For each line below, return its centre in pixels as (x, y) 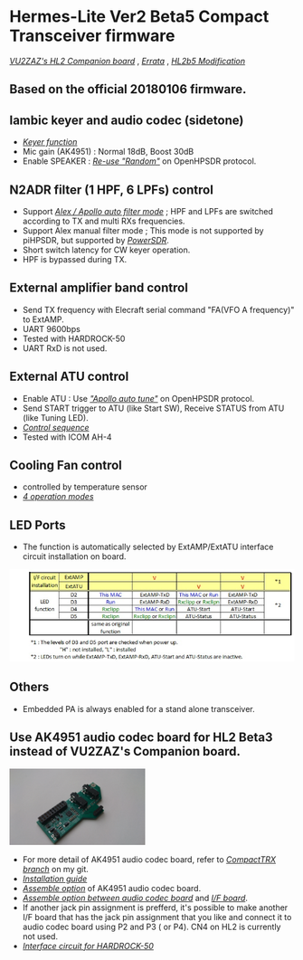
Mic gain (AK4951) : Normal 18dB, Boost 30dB (108, 152)
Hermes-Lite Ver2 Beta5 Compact (139, 17)
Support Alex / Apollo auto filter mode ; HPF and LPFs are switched (148, 211)
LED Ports (38, 525)
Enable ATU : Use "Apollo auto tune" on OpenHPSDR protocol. (138, 398)
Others (29, 687)
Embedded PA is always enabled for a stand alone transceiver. (138, 708)
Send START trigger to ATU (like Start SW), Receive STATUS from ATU (153, 408)
